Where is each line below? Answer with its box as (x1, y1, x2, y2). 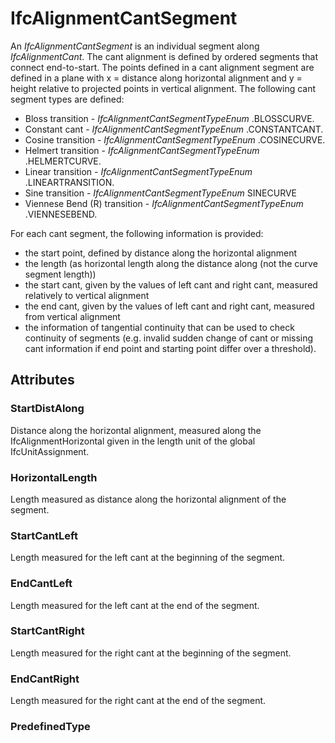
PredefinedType (10, 720, 91, 734)
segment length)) (24, 268, 97, 280)
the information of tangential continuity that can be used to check (24, 321, 295, 333)
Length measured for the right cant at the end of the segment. (10, 695, 267, 707)
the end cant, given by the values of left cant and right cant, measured (24, 300, 315, 312)
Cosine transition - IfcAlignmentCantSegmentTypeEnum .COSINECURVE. (24, 133, 326, 146)
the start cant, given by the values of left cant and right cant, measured (24, 278, 318, 291)
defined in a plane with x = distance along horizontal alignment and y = (10, 72, 303, 84)
